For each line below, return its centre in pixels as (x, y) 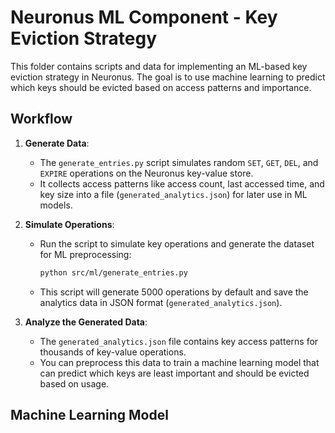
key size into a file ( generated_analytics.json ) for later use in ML (173, 194)
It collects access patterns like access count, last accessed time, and (182, 183)
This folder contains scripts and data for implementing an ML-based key (159, 66)
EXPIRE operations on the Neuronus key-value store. (146, 173)
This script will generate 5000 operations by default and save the (174, 292)
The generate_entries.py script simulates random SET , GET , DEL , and (179, 162)
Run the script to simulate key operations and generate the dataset (177, 243)
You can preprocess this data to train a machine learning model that (179, 362)
